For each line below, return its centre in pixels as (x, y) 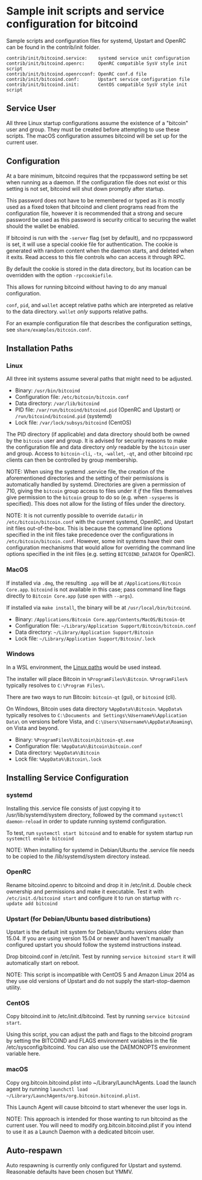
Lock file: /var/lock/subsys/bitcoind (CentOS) (73, 423)
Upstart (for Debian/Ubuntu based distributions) (78, 918)
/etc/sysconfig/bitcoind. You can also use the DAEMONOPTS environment (98, 1047)
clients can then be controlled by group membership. (72, 460)
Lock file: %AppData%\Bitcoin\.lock (58, 759)
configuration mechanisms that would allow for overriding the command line (101, 547)
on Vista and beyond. (33, 728)
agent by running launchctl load (47, 1089)
